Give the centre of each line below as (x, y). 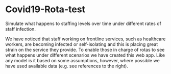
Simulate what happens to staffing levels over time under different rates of (83, 23)
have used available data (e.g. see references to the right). (67, 66)
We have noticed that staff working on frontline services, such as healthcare (86, 39)
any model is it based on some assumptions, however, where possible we (82, 60)
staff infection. (20, 29)
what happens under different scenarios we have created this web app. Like (85, 55)
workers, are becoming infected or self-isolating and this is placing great (82, 44)
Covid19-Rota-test (45, 9)
